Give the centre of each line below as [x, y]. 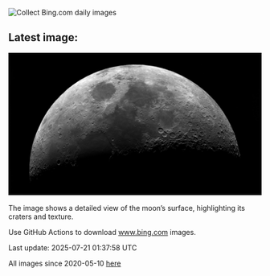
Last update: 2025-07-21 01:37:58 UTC [73, 248]
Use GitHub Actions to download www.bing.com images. [102, 233]
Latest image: [43, 37]
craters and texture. [41, 216]
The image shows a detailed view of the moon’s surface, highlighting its [127, 208]
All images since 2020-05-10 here [65, 264]
